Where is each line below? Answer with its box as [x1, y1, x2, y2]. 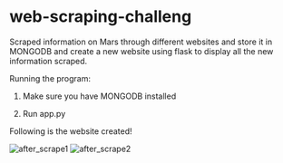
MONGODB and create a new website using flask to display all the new [9, 45, 274, 56]
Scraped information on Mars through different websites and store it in [9, 36, 273, 47]
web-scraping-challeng [9, 6, 192, 27]
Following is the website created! [9, 125, 133, 137]
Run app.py [22, 108, 66, 119]
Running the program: [9, 72, 91, 83]
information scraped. [9, 55, 88, 66]
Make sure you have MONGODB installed [22, 91, 177, 101]
